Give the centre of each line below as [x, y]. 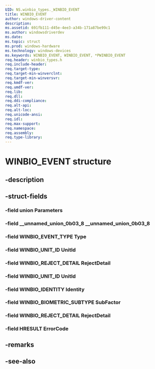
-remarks [20, 345]
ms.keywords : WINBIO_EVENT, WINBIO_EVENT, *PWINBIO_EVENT [65, 55]
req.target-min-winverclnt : [34, 74]
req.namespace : [21, 128]
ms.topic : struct [23, 42]
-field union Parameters [34, 211]
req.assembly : [20, 133]
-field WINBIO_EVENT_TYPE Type [46, 237]
